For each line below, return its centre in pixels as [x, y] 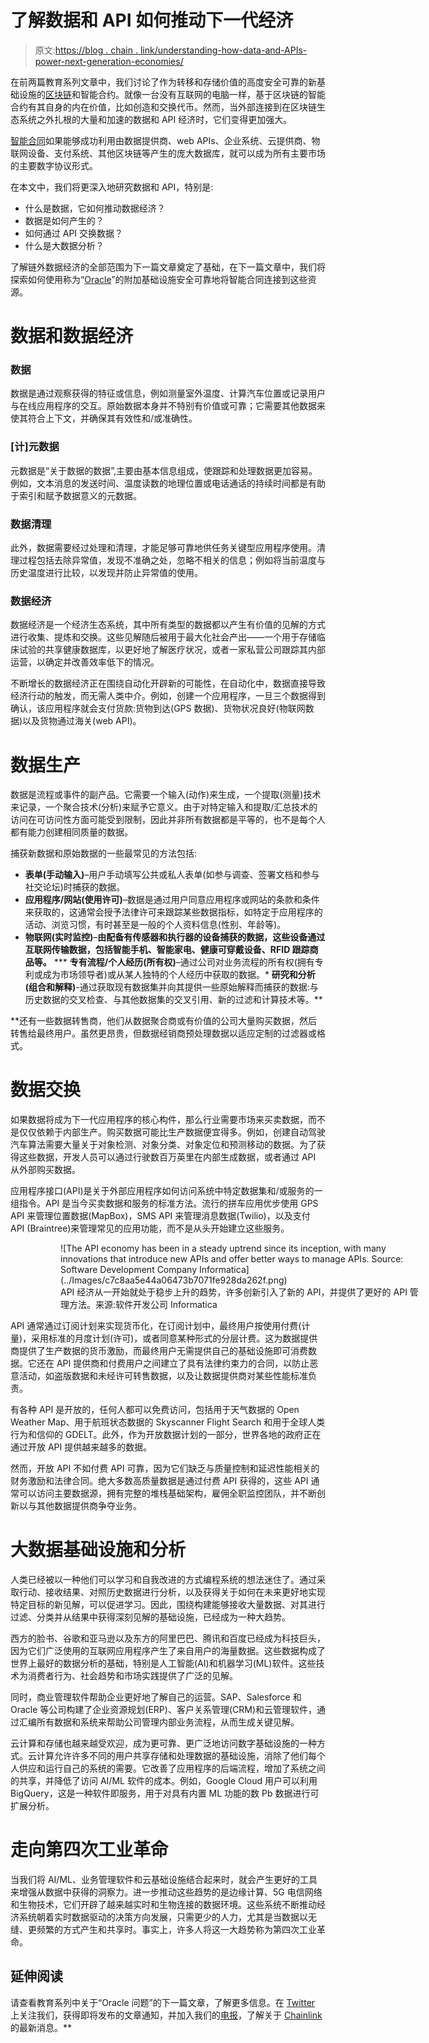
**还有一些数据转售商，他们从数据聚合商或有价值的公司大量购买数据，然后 [164, 1021]
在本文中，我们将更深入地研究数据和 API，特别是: [112, 187]
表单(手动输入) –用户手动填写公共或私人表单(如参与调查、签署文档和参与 [172, 875]
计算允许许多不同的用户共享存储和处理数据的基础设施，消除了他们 [172, 1756]
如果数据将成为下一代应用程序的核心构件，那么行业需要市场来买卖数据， [159, 1120]
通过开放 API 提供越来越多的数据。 [81, 1447]
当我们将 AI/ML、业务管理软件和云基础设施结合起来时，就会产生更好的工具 [164, 1880]
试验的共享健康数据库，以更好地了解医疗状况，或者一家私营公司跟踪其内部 [172, 650]
